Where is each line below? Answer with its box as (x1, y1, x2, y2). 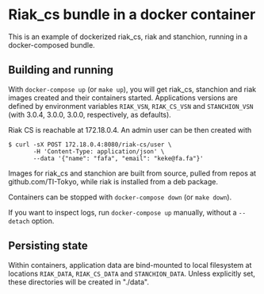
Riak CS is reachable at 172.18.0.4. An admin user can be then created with (8, 125, 252, 134)
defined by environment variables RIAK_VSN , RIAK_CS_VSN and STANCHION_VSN (8, 101, 254, 110)
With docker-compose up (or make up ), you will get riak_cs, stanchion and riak (8, 84, 256, 94)
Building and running (8, 64, 113, 77)
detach (8, 217, 30, 226)
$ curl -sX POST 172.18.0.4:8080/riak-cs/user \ (8, 141, 172, 149)
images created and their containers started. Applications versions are (8, 93, 238, 103)
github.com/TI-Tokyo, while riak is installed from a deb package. (8, 176, 218, 186)
